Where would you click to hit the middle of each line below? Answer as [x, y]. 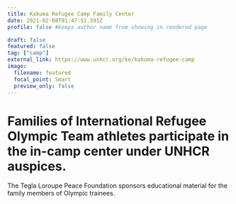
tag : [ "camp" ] [28, 53]
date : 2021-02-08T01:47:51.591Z [55, 21]
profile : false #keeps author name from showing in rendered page [107, 27]
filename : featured [43, 73]
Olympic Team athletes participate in [118, 136]
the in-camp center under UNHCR [109, 151]
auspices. [37, 166]
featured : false [31, 47]
